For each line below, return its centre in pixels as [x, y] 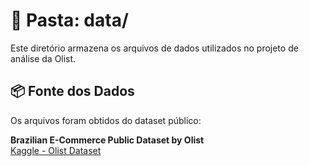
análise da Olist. [43, 58]
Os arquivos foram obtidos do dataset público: [106, 120]
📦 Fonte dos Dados [72, 91]
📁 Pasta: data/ [69, 20]
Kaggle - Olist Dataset [56, 150]
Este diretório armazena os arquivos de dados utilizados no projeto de [154, 48]
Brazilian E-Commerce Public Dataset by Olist [107, 140]
